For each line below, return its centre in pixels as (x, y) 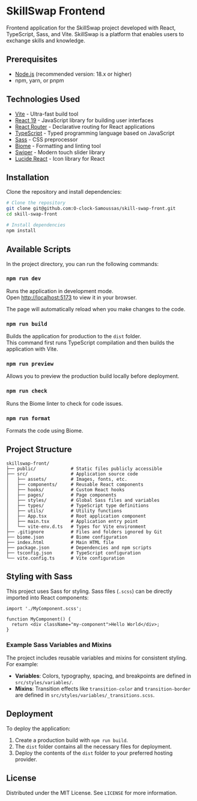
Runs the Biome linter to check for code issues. (65, 403)
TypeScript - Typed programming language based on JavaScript (95, 133)
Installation (28, 177)
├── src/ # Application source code (72, 474)
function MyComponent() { (38, 619)
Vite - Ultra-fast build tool (47, 114)
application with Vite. (32, 349)
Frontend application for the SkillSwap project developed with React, (91, 28)
